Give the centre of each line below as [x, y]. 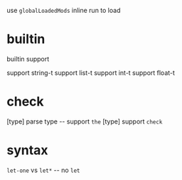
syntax [27, 150]
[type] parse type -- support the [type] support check [85, 121]
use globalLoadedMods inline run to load [64, 10]
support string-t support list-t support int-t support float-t [91, 72]
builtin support [28, 59]
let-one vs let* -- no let [43, 170]
